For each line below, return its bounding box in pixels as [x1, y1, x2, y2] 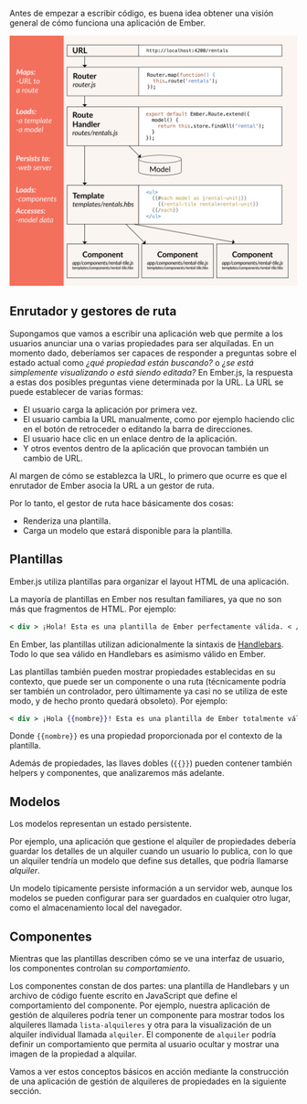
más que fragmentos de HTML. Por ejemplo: [9, 603, 176, 614]
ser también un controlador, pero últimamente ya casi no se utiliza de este [9, 685, 288, 696]
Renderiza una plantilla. [22, 515, 111, 526]
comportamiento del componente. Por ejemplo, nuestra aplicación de [9, 1000, 270, 1011]
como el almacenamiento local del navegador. [9, 902, 183, 913]
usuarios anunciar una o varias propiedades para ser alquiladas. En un [9, 337, 274, 348]
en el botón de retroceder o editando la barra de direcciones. [22, 423, 253, 434]
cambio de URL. [22, 452, 84, 463]
